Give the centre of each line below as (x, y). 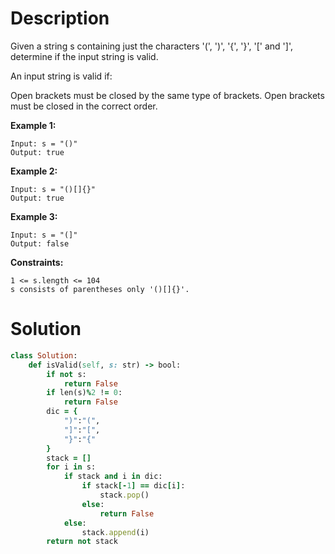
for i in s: (71, 467)
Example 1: (33, 125)
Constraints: (37, 262)
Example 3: (34, 216)
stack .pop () (124, 495)
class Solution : (44, 355)
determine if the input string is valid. (84, 56)
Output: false (40, 243)
